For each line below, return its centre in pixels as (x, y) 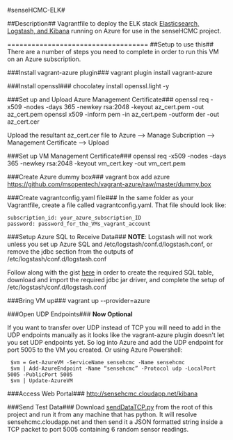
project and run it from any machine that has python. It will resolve (102, 414)
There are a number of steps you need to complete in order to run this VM (113, 52)
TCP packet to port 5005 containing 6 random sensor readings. (98, 429)
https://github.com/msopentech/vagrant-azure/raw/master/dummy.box (109, 184)
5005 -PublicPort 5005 (40, 375)
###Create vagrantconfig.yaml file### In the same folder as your (101, 198)
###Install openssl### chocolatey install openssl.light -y (88, 86)
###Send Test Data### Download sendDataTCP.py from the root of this (110, 407)
